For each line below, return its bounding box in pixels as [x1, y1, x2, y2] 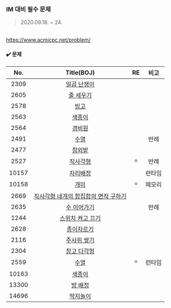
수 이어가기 [66, 203, 95, 211]
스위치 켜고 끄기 [59, 214, 101, 222]
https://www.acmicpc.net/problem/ [6, 36, 91, 43]
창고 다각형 [66, 247, 95, 255]
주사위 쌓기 [66, 236, 95, 244]
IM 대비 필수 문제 [6, 5, 51, 13]
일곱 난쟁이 [66, 80, 95, 88]
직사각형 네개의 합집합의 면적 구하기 [33, 192, 127, 200]
